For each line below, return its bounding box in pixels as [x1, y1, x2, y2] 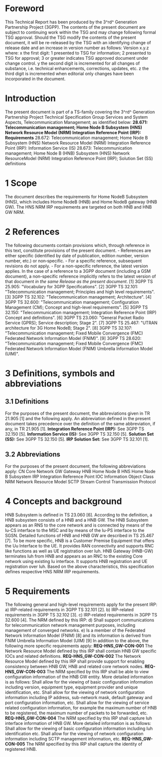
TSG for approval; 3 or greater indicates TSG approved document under [5, 55, 148, 61]
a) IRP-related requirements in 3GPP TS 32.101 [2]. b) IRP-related [5, 607, 134, 613]
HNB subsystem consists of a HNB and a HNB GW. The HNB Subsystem [5, 517, 148, 523]
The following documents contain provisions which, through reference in [5, 242, 150, 248]
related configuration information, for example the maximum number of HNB [5, 705, 157, 711]
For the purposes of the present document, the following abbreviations [5, 463, 146, 469]
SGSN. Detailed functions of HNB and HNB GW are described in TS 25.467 [5, 532, 154, 538]
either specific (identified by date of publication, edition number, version [5, 252, 149, 258]
